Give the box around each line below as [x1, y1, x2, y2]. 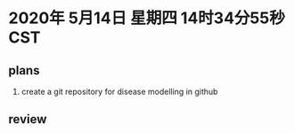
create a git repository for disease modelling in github [20, 86, 218, 97]
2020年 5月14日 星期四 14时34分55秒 [8, 8, 286, 28]
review [8, 112, 47, 127]
